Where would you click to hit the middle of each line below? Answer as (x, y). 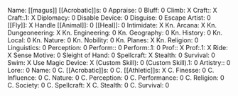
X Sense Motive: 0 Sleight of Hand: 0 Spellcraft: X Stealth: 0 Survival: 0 (111, 55)
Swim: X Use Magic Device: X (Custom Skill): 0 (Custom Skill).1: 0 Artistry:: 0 (119, 62)
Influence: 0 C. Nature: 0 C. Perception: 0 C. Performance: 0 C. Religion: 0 (116, 78)
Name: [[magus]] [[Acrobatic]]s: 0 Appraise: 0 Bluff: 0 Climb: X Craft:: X (113, 10)
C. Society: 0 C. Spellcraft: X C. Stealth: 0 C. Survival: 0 (88, 85)
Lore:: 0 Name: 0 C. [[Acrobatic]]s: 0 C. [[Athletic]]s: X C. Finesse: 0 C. (111, 70)
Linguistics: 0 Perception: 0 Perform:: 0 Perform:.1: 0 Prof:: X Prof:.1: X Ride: (118, 48)
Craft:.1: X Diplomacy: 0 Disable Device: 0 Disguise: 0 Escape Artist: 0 (109, 18)
